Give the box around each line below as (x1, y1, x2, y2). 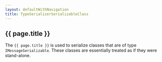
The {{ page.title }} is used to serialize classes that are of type (5, 42, 137, 48)
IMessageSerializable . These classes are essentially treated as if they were (5, 47, 158, 53)
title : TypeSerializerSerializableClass (5, 12, 89, 16)
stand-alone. (5, 53, 31, 59)
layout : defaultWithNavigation (5, 7, 69, 12)
